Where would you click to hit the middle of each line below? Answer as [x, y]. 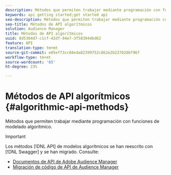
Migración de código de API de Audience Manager [66, 167]
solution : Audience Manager [35, 29]
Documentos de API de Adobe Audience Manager [65, 162]
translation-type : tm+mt [32, 48]
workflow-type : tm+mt [28, 57]
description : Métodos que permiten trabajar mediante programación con [83, 10]
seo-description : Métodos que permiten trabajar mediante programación [83, 19]
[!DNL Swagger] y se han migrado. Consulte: [52, 152]
